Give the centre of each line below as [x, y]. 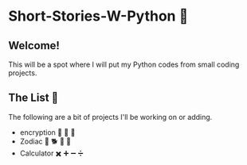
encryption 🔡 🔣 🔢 [47, 132]
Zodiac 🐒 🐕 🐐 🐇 [45, 141]
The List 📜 [33, 98]
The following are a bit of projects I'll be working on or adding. [110, 117]
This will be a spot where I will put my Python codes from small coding [124, 64]
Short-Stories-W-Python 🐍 [98, 16]
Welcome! [34, 46]
